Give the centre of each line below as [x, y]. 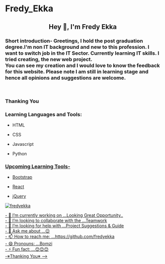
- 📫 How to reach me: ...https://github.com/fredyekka [60, 236]
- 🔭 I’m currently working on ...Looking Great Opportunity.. [64, 215]
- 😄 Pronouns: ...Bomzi [29, 244]
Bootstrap [22, 177]
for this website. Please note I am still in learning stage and [77, 71]
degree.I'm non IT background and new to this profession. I [77, 47]
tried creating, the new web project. [49, 59]
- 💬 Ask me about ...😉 [28, 231]
